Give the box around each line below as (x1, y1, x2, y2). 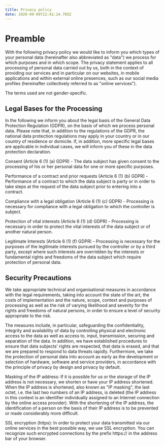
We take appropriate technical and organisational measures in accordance (5, 287, 156, 293)
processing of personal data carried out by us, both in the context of (5, 65, 144, 71)
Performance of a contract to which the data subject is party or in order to (5, 178, 155, 185)
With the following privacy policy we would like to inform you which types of (5, 49, 160, 55)
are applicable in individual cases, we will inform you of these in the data (5, 144, 153, 150)
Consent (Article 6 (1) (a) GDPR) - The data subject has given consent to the (5, 159, 160, 164)
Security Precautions (5, 274, 71, 282)
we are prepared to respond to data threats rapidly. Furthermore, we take (5, 349, 154, 354)
